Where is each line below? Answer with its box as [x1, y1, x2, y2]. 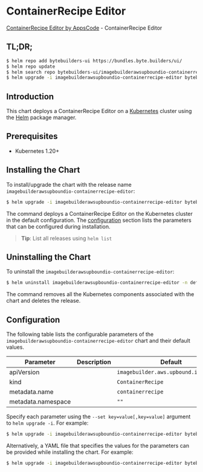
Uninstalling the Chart [6, 252, 91, 262]
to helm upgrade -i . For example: [6, 419, 89, 427]
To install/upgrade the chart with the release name [6, 181, 132, 188]
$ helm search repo [6, 69, 56, 75]
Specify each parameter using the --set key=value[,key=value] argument [6, 413, 191, 421]
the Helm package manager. [6, 114, 77, 121]
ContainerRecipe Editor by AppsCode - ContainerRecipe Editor [6, 24, 163, 31]
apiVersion [9, 368, 40, 377]
